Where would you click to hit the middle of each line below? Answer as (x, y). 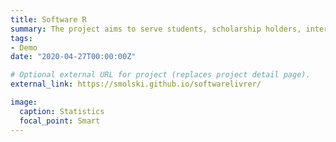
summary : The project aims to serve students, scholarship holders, (156, 29)
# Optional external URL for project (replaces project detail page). (160, 75)
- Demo (24, 47)
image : (24, 102)
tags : (21, 38)
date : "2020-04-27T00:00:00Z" (73, 57)
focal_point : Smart (60, 121)
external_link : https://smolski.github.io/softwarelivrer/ (136, 84)
